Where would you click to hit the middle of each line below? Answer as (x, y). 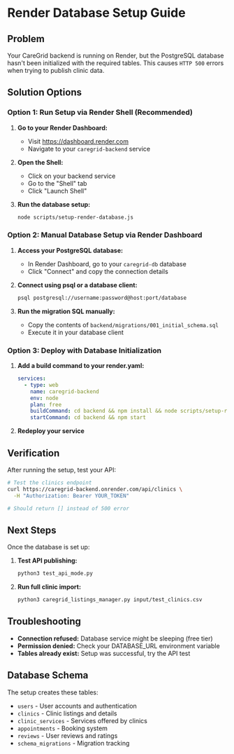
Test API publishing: (47, 561)
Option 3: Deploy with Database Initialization (85, 350)
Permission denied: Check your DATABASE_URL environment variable (118, 645)
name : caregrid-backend (65, 391)
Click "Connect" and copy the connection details (98, 271)
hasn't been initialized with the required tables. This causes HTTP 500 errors (116, 63)
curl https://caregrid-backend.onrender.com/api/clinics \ (95, 489)
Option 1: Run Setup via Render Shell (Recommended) (100, 112)
